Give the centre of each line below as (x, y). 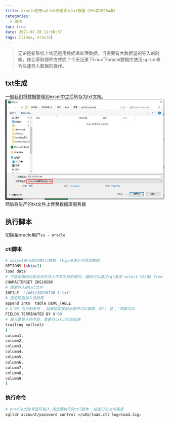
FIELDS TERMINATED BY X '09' (35, 314)
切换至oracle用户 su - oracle (35, 235)
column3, (14, 346)
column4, (14, 352)
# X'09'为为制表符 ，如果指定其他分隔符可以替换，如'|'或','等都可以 (70, 309)
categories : (18, 16)
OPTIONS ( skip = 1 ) (24, 266)
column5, (14, 357)
